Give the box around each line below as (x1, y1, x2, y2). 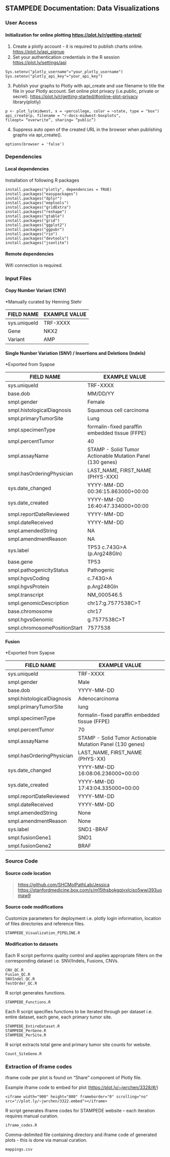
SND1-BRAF (77, 826, 109, 833)
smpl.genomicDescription (8, 600, 69, 607)
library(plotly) (12, 98, 41, 105)
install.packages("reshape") (5, 209, 67, 214)
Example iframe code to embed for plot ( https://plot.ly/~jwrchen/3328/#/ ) (5, 1084, 158, 1090)
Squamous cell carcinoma (87, 407, 149, 414)
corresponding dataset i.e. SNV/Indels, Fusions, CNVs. (5, 957, 119, 964)
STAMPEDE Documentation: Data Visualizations (5, 4, 160, 13)
